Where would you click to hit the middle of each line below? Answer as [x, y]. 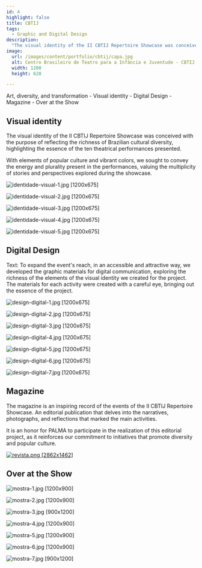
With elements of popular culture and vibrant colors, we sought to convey [97, 160]
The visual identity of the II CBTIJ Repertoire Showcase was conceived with [100, 136]
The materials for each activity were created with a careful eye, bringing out [100, 284]
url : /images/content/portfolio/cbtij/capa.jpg [72, 57]
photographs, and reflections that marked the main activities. [82, 418]
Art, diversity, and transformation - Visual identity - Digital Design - [89, 96]
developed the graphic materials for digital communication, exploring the [96, 271]
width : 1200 [27, 68]
